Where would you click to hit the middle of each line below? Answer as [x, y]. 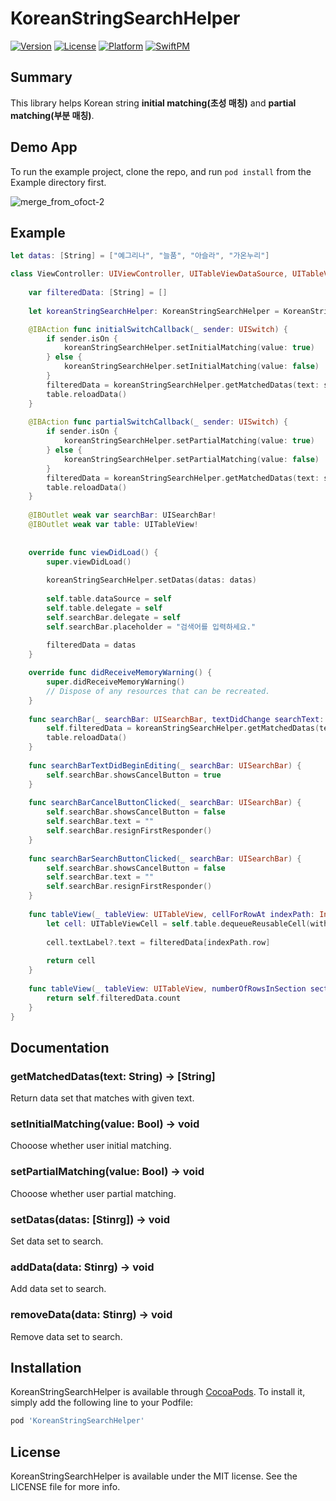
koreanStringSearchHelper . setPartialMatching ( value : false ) [191, 459]
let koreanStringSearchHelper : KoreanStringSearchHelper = [154, 311]
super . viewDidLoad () [89, 562]
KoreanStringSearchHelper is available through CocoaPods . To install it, [158, 1392]
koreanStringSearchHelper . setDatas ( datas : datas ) [151, 580]
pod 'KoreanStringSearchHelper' [77, 1421]
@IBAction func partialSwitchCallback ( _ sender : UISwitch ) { [158, 422]
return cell [71, 961]
